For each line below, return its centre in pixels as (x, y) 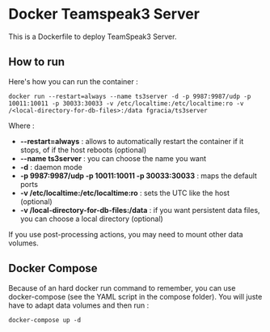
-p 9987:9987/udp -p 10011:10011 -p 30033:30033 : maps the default (138, 176)
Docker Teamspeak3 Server (104, 14)
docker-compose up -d (45, 320)
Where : (21, 126)
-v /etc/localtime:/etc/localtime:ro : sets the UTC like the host (125, 193)
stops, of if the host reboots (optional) (83, 150)
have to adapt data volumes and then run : (79, 305)
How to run (37, 62)
